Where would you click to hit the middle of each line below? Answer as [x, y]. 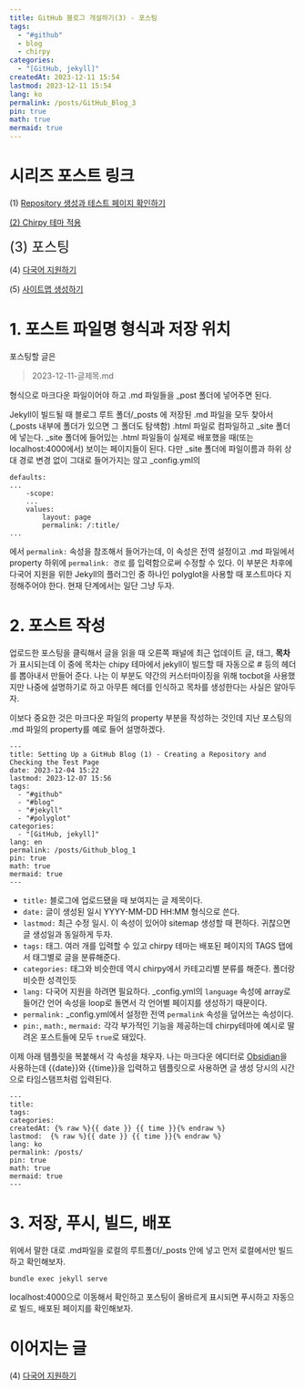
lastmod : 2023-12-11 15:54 [61, 86]
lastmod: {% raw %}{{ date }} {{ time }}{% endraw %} [116, 1136]
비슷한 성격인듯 [50, 980]
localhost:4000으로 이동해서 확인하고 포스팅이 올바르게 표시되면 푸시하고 [140, 1297]
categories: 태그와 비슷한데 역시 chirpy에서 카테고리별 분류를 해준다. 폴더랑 [159, 969]
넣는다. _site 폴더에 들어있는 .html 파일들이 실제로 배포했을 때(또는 [136, 437]
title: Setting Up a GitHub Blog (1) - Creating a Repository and [138, 754]
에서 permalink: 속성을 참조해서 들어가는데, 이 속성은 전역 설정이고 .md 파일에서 [152, 551]
